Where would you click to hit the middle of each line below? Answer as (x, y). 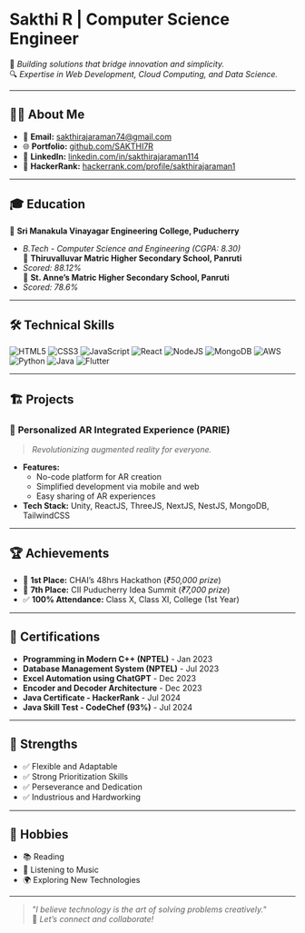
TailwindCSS (46, 516)
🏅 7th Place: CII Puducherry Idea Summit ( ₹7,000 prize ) (126, 590)
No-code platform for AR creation (98, 477)
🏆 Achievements (59, 554)
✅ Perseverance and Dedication (82, 787)
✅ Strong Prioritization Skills (75, 776)
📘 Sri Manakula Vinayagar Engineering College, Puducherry (124, 231)
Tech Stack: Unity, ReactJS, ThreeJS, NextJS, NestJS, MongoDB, (146, 506)
